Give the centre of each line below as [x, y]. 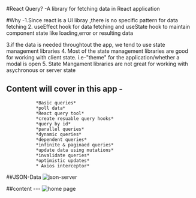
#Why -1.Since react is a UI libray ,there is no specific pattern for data [92, 20]
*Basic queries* [56, 103]
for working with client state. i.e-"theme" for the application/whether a [93, 57]
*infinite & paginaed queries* [75, 145]
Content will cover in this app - [64, 89]
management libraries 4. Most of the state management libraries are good [97, 51]
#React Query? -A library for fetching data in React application [83, 9]
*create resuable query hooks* [75, 118]
